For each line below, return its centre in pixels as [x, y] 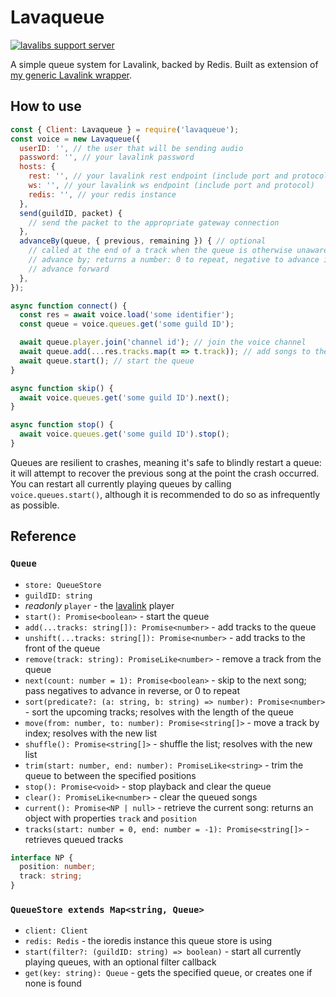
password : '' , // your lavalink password [107, 157]
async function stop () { [62, 425]
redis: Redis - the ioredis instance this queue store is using [148, 941]
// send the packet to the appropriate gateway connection [154, 222]
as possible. [35, 505]
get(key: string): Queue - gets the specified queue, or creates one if [168, 973]
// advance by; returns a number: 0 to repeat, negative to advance [174, 260]
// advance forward [69, 269]
